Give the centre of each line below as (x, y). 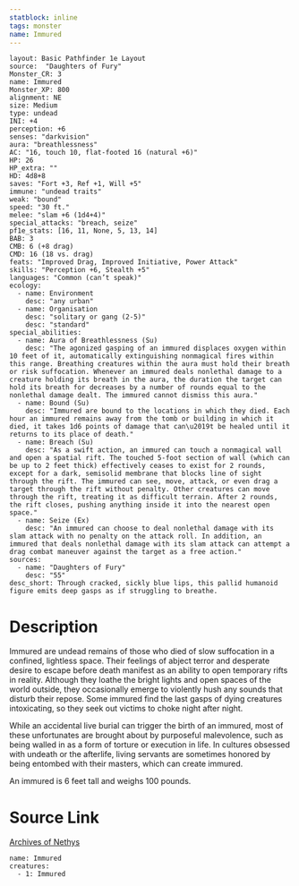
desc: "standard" (58, 325)
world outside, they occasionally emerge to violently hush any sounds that (146, 689)
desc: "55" (46, 575)
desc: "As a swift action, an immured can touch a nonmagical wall (154, 450)
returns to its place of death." (72, 435)
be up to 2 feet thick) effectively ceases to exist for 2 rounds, (138, 466)
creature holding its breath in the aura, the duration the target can (145, 380)
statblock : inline (43, 17)
